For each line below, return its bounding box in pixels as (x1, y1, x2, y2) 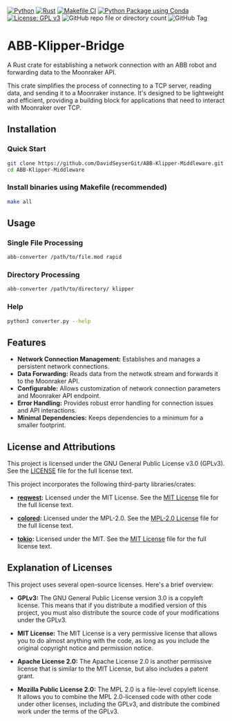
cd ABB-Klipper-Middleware (7, 166, 85, 173)
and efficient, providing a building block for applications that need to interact (7, 96, 225, 104)
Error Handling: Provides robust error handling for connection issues (17, 399, 214, 407)
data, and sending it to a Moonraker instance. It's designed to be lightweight (7, 88, 224, 97)
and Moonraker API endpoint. (17, 392, 101, 400)
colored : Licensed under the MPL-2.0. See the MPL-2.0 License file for (17, 514, 219, 522)
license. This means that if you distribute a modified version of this (17, 601, 207, 609)
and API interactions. (17, 406, 77, 415)
